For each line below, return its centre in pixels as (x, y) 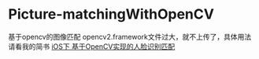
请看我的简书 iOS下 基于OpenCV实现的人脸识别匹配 (92, 46)
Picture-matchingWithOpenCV (111, 14)
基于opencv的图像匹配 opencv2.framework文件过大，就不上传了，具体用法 (130, 36)
